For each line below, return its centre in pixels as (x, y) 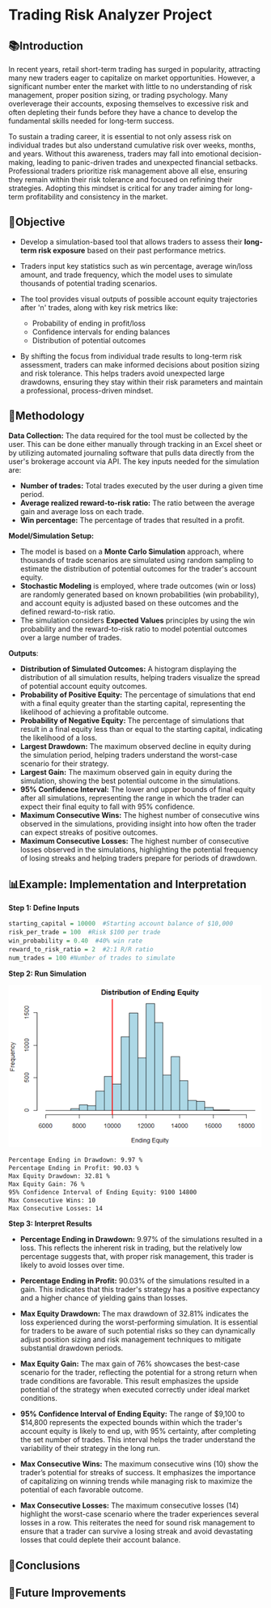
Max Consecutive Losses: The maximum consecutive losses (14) (129, 1506)
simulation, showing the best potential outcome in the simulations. (130, 781)
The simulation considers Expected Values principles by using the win (138, 620)
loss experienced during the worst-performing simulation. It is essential (139, 1322)
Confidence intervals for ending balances (101, 332)
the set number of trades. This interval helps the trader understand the (138, 1440)
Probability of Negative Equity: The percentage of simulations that (132, 720)
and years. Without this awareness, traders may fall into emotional (119, 154)
